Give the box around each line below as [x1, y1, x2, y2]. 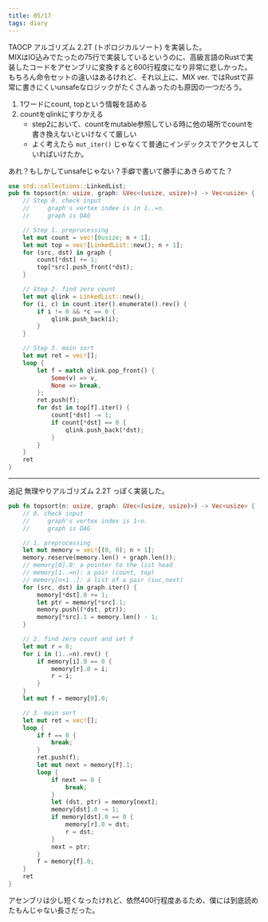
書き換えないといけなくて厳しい [31, 129, 137, 138]
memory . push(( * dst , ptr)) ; [37, 605, 127, 614]
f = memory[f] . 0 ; [37, 857, 94, 866]
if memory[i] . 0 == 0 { [37, 657, 112, 665]
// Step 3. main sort [22, 345, 94, 353]
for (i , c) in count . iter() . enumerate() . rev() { [22, 300, 187, 308]
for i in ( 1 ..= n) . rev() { [22, 649, 109, 658]
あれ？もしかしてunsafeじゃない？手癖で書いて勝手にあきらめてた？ [8, 166, 233, 176]
